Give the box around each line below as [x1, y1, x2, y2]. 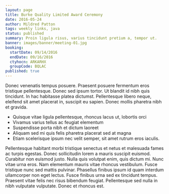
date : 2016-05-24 [5, 17, 42, 22]
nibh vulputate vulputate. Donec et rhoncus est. [5, 183, 105, 189]
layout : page [5, 7, 33, 13]
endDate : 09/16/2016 [10, 54, 53, 60]
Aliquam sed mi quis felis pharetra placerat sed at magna [12, 130, 132, 136]
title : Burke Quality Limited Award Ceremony [5, 12, 103, 17]
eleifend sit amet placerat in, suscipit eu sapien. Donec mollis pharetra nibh [5, 99, 162, 104]
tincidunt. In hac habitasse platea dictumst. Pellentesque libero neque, [5, 93, 152, 99]
